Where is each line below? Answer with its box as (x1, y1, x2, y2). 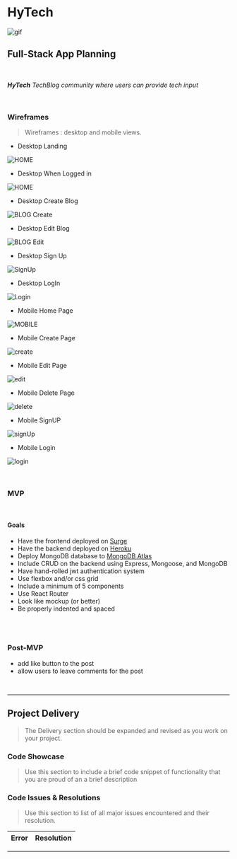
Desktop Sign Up (17, 252, 67, 260)
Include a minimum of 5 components (17, 582, 124, 590)
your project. (24, 734, 62, 742)
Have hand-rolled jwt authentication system (17, 567, 145, 575)
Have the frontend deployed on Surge (17, 536, 128, 545)
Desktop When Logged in (17, 169, 92, 178)
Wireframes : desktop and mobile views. (24, 128, 142, 137)
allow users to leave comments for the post (17, 667, 143, 675)
